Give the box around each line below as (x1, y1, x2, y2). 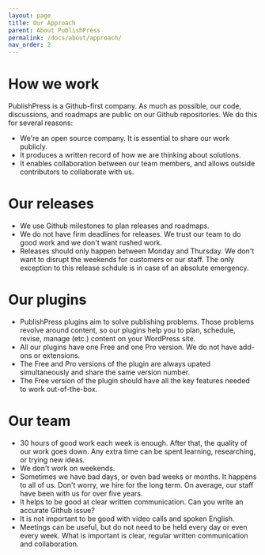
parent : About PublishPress (8, 26, 101, 34)
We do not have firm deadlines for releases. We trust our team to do (19, 230, 241, 238)
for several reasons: (8, 118, 74, 127)
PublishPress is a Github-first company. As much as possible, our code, (8, 101, 242, 111)
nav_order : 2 (8, 41, 51, 49)
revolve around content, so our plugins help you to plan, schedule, (19, 325, 236, 335)
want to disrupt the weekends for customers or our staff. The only (19, 255, 235, 264)
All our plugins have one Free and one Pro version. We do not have (19, 342, 237, 352)
